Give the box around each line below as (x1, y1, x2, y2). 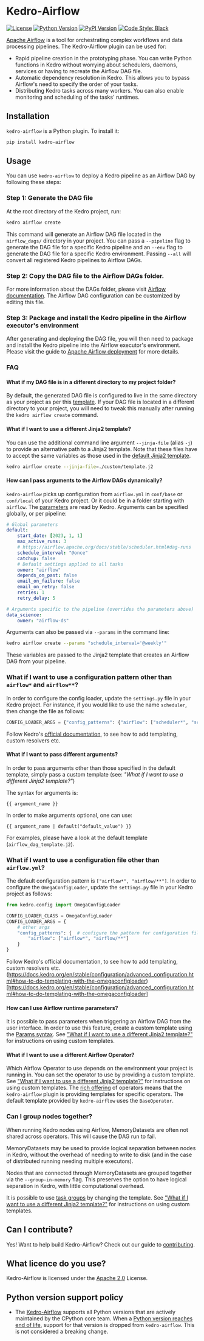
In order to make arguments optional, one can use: (6, 811, 132, 819)
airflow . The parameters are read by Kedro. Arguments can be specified (6, 503, 188, 510)
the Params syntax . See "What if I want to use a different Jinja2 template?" (6, 1031, 193, 1038)
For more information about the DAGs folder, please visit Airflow (6, 285, 166, 293)
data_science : (6, 611, 42, 618)
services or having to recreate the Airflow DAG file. (15, 67, 143, 74)
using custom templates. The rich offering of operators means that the (6, 1084, 182, 1092)
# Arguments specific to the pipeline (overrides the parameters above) (6, 606, 194, 612)
